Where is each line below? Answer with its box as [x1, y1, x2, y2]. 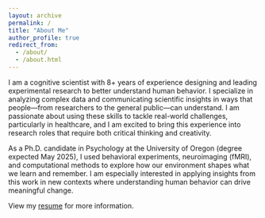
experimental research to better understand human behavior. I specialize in [8, 86, 254, 95]
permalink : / [8, 19, 52, 27]
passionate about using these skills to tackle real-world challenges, [8, 111, 229, 120]
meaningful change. [8, 185, 74, 195]
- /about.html [15, 56, 62, 64]
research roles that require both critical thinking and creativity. [8, 128, 212, 137]
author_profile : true [8, 33, 80, 42]
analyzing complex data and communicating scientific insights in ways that [8, 94, 253, 104]
